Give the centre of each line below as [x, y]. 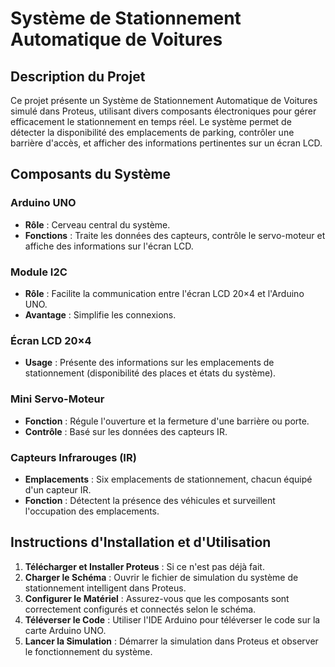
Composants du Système [91, 174]
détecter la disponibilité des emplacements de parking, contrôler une [152, 132]
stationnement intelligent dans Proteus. [105, 588]
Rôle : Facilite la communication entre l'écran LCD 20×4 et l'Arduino [164, 293]
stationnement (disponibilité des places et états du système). [150, 373]
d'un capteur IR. [58, 489]
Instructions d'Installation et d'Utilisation [141, 542]
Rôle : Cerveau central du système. [97, 224]
